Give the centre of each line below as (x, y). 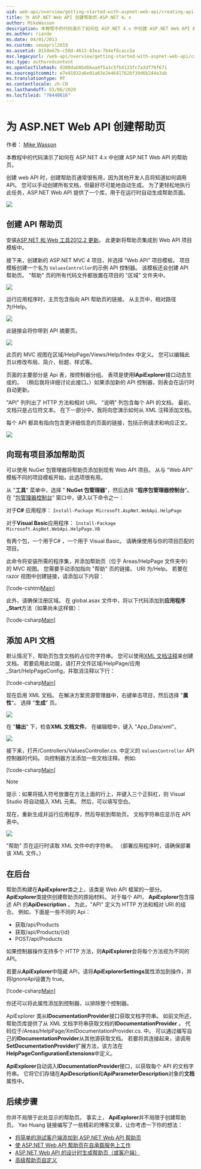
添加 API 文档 (31, 640)
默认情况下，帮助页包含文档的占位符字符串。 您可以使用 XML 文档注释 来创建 (100, 656)
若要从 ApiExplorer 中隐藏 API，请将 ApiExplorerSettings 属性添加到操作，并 (99, 971)
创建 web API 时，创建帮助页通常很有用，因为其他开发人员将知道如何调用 (97, 177)
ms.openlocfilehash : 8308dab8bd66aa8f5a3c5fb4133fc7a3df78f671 (87, 67)
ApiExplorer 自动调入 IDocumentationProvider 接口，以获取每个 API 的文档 (98, 1066)
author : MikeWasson (31, 23)
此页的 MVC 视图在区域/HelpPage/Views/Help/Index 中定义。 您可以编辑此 (98, 355)
